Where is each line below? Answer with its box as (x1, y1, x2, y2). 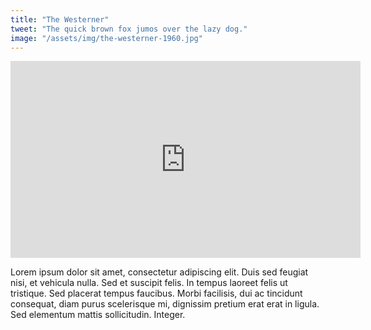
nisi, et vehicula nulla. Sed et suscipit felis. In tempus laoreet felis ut (10, 277, 288, 289)
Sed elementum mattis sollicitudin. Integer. (10, 309, 186, 321)
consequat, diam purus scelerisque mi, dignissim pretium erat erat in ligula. (10, 298, 320, 310)
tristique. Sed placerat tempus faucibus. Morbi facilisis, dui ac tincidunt (10, 287, 303, 300)
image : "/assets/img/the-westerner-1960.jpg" (10, 33, 203, 43)
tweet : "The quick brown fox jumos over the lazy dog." (10, 24, 248, 34)
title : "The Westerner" (10, 14, 110, 25)
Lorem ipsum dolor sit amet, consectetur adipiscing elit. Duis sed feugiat (10, 266, 309, 278)
